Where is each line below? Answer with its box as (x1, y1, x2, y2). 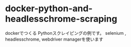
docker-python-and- (5, 3, 93, 14)
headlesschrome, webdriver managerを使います (5, 36, 103, 42)
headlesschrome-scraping (5, 13, 118, 24)
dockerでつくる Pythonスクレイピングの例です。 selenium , (5, 30, 127, 36)
